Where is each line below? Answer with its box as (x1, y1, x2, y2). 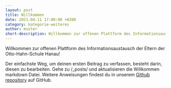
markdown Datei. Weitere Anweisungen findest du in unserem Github (5, 72, 150, 77)
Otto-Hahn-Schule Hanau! (5, 51, 60, 57)
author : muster (5, 27, 38, 32)
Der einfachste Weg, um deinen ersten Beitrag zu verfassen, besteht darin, (5, 61, 162, 67)
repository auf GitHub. (5, 77, 52, 83)
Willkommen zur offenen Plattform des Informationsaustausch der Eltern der (5, 46, 165, 51)
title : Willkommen (5, 12, 44, 17)
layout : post (5, 7, 33, 13)
